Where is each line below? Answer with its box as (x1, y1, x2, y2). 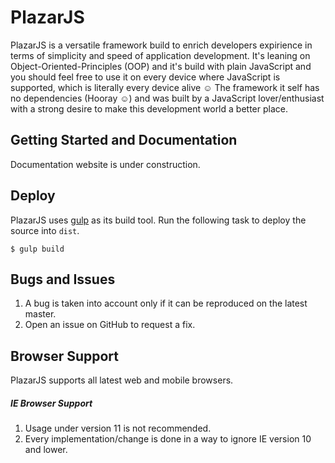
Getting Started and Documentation (10, 132, 238, 149)
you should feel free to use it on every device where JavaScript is (10, 71, 281, 83)
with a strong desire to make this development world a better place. (10, 102, 288, 115)
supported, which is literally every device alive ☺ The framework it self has (10, 81, 320, 93)
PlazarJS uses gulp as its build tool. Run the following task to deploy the (10, 214, 307, 226)
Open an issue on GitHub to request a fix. (24, 319, 196, 331)
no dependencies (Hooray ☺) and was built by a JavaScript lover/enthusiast (10, 92, 325, 104)
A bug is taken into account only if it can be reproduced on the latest (24, 297, 308, 310)
